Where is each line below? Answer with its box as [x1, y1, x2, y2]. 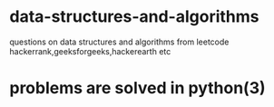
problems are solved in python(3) [9, 78, 266, 99]
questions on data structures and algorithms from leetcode [9, 36, 230, 47]
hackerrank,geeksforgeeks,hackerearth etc [9, 45, 171, 56]
